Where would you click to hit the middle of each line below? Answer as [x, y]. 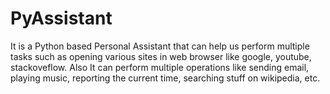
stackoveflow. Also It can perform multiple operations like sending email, [160, 67]
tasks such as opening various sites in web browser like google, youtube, [161, 56]
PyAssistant [61, 18]
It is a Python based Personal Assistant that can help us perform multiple [160, 46]
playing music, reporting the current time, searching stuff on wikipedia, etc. [165, 78]
